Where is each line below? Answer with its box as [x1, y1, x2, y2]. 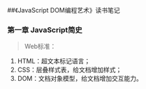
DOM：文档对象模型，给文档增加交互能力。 [17, 74, 143, 83]
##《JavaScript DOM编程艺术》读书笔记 [7, 6, 120, 14]
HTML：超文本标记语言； [17, 57, 91, 65]
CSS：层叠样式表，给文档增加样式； [17, 65, 122, 74]
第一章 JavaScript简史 [7, 25, 82, 35]
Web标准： [24, 42, 57, 51]
